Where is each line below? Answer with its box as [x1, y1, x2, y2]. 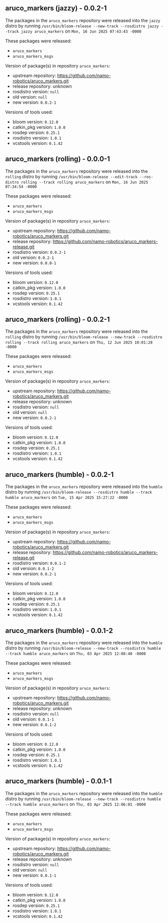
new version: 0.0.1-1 [12, 872, 56, 878]
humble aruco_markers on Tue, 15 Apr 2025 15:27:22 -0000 [5, 494, 128, 501]
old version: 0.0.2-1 [12, 254, 54, 260]
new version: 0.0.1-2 [12, 722, 56, 728]
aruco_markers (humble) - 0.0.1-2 [5, 626, 113, 635]
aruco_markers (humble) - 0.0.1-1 [5, 777, 112, 786]
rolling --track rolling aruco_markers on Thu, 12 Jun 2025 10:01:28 [5, 339, 153, 345]
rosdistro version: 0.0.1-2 [12, 560, 66, 566]
